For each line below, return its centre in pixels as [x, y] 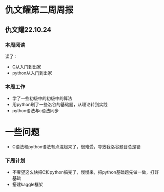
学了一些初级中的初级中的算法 [42, 98]
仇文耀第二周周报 [40, 10]
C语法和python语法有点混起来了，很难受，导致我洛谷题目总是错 [76, 147]
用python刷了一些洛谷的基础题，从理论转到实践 [60, 105]
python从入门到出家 [32, 73]
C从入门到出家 [27, 67]
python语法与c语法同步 [35, 111]
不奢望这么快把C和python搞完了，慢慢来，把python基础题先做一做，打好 [85, 172]
